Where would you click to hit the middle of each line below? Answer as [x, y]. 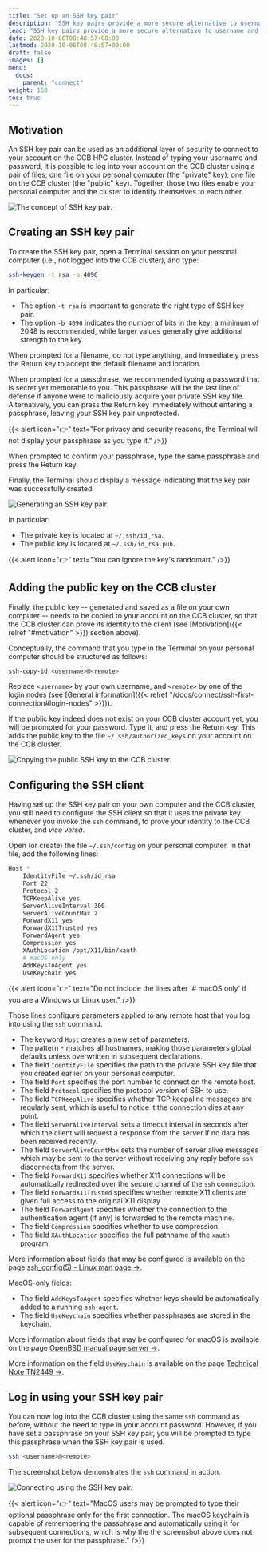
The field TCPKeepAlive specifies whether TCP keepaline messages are [136, 1099]
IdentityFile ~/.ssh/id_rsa [69, 876]
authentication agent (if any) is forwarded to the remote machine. [127, 1218]
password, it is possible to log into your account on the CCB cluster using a [132, 166]
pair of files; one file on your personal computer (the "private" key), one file [132, 175]
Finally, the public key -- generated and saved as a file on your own [119, 607]
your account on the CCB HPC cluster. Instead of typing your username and [133, 158]
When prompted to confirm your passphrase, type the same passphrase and [134, 456]
